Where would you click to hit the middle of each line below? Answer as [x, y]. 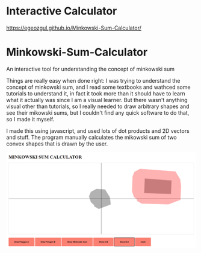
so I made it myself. [30, 119]
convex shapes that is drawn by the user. [57, 144]
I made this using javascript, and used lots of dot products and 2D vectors [98, 130]
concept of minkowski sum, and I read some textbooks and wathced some [98, 87]
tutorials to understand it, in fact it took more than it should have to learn [96, 93]
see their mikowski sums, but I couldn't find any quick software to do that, [98, 112]
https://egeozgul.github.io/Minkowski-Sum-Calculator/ [74, 28]
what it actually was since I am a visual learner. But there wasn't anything [97, 100]
